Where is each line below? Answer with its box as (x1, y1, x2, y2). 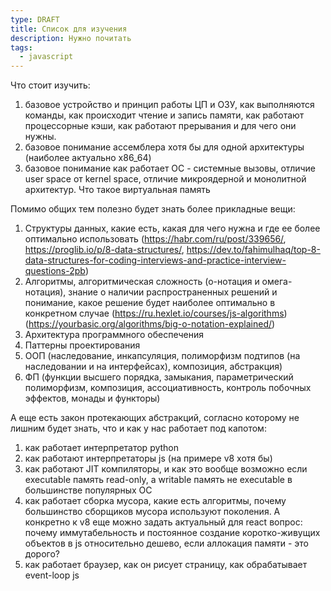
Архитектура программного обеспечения (24, 329, 204, 341)
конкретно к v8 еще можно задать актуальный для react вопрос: (24, 516, 303, 528)
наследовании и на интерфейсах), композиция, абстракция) (24, 361, 283, 373)
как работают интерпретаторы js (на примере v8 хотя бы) (24, 452, 273, 465)
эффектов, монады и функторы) (24, 392, 161, 405)
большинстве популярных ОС (24, 484, 153, 496)
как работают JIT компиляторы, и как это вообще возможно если (24, 463, 308, 475)
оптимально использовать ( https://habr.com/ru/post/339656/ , (24, 233, 287, 245)
